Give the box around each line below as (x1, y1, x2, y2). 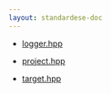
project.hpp (21, 55, 66, 66)
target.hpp (21, 73, 62, 84)
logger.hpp (21, 38, 63, 49)
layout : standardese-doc (8, 13, 103, 23)
